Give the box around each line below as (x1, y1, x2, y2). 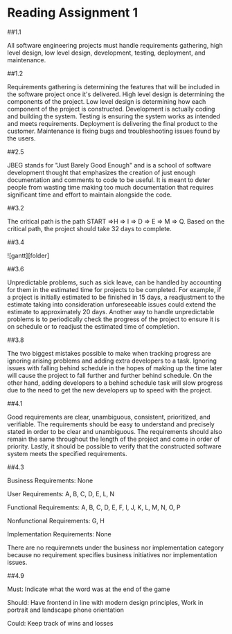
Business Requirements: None (7, 476, 93, 484)
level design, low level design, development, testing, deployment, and (7, 48, 206, 57)
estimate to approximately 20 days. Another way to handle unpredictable (7, 307, 215, 316)
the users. (7, 134, 36, 143)
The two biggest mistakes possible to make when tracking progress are (7, 349, 211, 357)
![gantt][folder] (7, 251, 50, 260)
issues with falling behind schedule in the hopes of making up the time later (7, 363, 223, 372)
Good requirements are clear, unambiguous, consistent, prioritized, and (7, 413, 211, 421)
